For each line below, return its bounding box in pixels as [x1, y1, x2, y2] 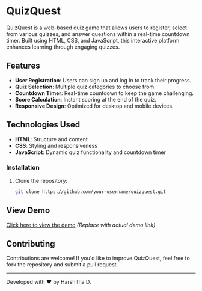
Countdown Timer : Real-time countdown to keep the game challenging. [14, 89, 194, 97]
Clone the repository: [14, 177, 68, 184]
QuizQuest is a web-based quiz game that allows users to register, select [6, 24, 188, 31]
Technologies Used [6, 120, 80, 130]
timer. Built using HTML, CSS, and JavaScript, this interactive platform [6, 37, 180, 44]
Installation [6, 164, 40, 172]
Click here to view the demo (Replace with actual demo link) [6, 221, 156, 228]
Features [6, 61, 40, 71]
